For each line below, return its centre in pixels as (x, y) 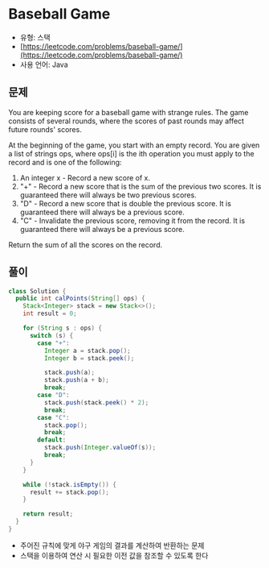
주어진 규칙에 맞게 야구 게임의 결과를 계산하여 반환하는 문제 (112, 545)
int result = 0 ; (50, 314)
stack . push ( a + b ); (77, 380)
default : (52, 440)
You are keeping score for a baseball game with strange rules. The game (128, 112)
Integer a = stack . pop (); (87, 350)
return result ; (48, 514)
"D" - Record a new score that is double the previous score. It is (125, 203)
